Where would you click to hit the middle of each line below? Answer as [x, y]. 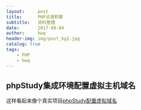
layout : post [27, 11]
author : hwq [26, 33]
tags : [13, 50]
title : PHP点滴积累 [35, 17]
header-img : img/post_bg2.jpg [43, 39]
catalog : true [23, 44]
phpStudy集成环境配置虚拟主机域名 [71, 85]
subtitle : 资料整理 [31, 22]
